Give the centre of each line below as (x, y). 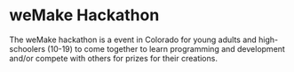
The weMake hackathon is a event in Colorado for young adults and (133, 40)
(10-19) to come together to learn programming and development (167, 48)
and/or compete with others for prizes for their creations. (113, 58)
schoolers (28, 48)
